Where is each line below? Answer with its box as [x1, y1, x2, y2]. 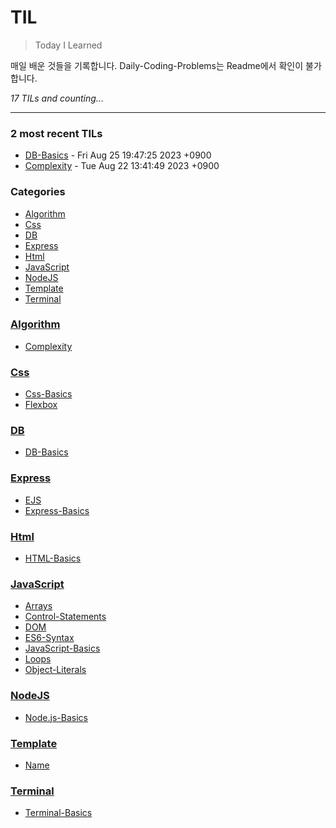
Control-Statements [24, 611, 107, 623]
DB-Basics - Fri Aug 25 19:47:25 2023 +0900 [24, 149, 212, 161]
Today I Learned [34, 39, 103, 51]
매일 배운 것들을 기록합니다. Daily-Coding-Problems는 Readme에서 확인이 [10, 59, 304, 71]
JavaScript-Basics [24, 642, 101, 655]
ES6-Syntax [24, 632, 75, 644]
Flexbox [24, 399, 58, 411]
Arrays [24, 600, 53, 612]
